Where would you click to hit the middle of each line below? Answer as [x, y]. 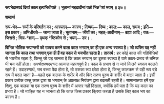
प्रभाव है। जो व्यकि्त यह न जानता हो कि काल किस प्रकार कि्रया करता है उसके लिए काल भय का [78, 91]
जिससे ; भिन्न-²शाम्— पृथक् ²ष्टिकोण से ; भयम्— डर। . [49, 38]
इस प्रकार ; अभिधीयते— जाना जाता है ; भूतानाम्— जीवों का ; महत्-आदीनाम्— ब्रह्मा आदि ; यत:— [79, 32]
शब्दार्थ [10, 17]
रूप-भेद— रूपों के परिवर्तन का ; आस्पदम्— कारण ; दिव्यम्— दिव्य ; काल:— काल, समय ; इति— [79, 27]
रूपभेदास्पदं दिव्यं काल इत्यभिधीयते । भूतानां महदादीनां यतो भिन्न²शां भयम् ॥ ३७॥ [65, 8]
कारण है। [13, 97]
